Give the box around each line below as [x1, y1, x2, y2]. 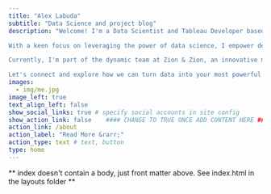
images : [8, 78, 35, 86]
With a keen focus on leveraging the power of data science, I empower [8, 41, 254, 49]
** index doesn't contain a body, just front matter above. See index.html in [8, 167, 255, 178]
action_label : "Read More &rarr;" [8, 131, 125, 139]
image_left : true [8, 93, 67, 101]
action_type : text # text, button [8, 138, 125, 146]
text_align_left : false [8, 100, 89, 109]
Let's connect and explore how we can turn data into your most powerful [8, 70, 262, 79]
